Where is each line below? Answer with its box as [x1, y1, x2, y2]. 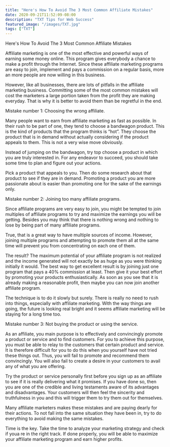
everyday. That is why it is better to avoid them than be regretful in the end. [5, 98, 162, 104]
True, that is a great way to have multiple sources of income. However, [5, 232, 153, 238]
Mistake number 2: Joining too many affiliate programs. [5, 196, 121, 202]
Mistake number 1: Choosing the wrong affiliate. [5, 108, 105, 114]
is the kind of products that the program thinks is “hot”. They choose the [5, 128, 156, 135]
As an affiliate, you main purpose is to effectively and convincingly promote [5, 331, 163, 337]
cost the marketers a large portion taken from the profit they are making [5, 93, 156, 99]
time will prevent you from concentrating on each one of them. [5, 243, 136, 249]
